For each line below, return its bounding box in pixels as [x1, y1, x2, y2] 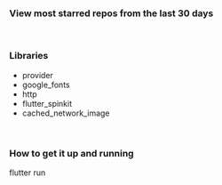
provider [21, 69, 53, 80]
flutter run [9, 167, 46, 178]
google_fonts [21, 79, 70, 90]
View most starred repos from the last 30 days [9, 7, 214, 20]
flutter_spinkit [21, 98, 73, 109]
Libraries [9, 50, 49, 62]
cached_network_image [21, 108, 110, 118]
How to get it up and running [9, 147, 135, 159]
